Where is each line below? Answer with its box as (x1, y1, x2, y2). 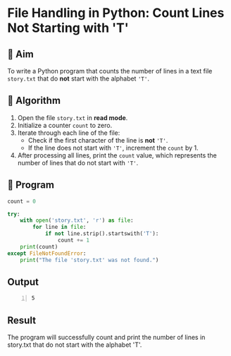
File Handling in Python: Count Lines (7, 5, 225, 21)
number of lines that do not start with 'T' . (17, 158, 139, 167)
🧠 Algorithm (7, 95, 61, 107)
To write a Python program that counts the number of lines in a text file (7, 67, 213, 75)
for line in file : (32, 224, 87, 231)
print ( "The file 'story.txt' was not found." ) (20, 256, 159, 263)
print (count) (20, 243, 58, 250)
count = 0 (7, 198, 37, 205)
